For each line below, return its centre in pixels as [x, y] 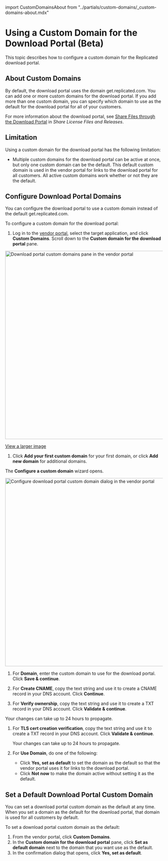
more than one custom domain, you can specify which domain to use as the [83, 101]
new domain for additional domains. [50, 461]
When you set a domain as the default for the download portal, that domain [82, 812]
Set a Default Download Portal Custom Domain [79, 794]
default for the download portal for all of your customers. [64, 106]
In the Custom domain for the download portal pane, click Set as [80, 842]
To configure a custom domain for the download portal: [62, 223]
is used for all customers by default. [42, 817]
